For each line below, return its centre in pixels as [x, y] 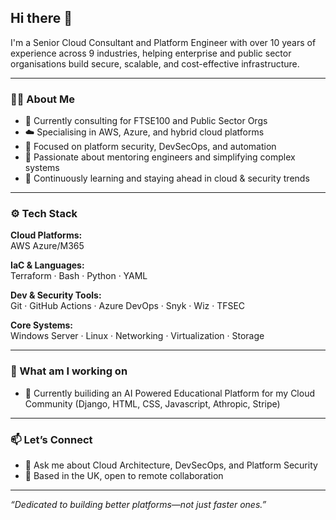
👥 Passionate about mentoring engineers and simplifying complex [160, 157]
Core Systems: [42, 325]
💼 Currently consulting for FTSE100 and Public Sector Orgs [146, 121]
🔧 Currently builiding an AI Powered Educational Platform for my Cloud [169, 393]
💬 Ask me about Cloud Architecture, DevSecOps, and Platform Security [171, 465]
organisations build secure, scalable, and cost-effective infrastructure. [155, 63]
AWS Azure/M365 [47, 246]
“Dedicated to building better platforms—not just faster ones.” [138, 504]
